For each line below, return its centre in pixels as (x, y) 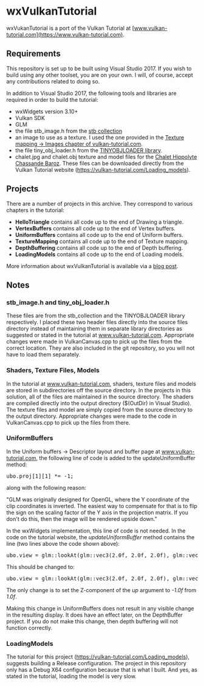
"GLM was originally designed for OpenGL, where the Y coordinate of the (98, 499)
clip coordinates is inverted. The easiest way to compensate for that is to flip (102, 506)
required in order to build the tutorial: (52, 99)
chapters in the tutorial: (36, 210)
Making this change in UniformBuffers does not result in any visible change (100, 608)
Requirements (33, 54)
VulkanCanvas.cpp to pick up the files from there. (68, 422)
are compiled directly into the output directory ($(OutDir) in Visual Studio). (99, 403)
